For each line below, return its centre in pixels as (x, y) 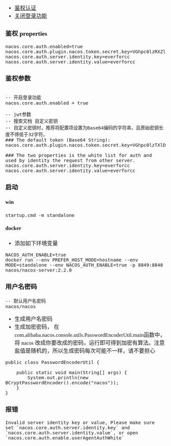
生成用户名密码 (33, 319)
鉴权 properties (26, 33)
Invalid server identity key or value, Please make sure (80, 423)
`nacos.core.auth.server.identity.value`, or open (72, 433)
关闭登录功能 (31, 16)
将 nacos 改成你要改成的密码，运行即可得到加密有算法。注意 (90, 343)
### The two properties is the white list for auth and (79, 155)
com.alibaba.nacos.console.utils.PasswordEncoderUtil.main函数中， (90, 335)
